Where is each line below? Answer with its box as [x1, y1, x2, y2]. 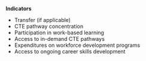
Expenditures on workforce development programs [14, 41, 141, 49]
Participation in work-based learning [14, 29, 104, 36]
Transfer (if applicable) [14, 17, 71, 23]
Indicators [5, 5, 32, 12]
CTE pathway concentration [14, 23, 84, 30]
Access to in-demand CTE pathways [14, 36, 105, 42]
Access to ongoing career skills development [14, 48, 126, 55]
